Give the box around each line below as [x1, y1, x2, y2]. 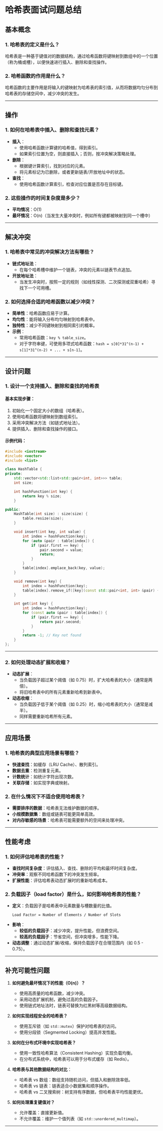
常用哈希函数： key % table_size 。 [19, 334, 89, 341]
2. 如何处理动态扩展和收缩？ [5, 659, 71, 666]
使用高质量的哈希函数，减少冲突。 [19, 990, 88, 996]
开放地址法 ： [12, 273, 38, 278]
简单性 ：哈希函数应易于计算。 [12, 310, 72, 316]
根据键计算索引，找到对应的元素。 [19, 163, 88, 168]
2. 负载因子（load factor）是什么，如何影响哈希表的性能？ [5, 891, 142, 897]
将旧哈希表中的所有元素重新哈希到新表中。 [19, 689, 105, 695]
